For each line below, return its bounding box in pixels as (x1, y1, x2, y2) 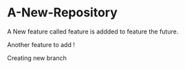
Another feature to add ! (7, 40, 76, 49)
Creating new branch (7, 53, 67, 62)
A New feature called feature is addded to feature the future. (7, 27, 179, 36)
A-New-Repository (7, 5, 118, 20)
